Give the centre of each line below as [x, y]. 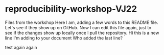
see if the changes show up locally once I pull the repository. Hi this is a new [82, 33]
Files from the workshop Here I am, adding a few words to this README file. [82, 22]
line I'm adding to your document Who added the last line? [64, 38]
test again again [21, 47]
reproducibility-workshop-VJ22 [71, 9]
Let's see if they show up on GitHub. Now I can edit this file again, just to [78, 27]
